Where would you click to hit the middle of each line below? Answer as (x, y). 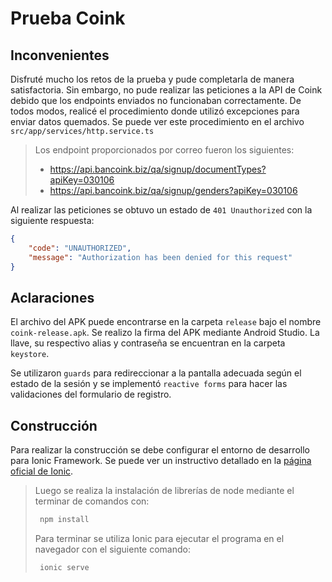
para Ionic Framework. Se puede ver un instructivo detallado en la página (161, 461)
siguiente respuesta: (52, 220)
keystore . (30, 354)
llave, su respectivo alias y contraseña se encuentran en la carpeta (148, 343)
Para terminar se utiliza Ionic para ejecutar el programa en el (159, 538)
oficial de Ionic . (42, 471)
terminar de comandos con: (92, 501)
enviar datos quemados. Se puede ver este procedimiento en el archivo (157, 121)
